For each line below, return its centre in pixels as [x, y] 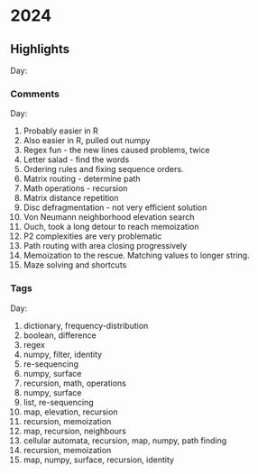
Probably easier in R [60, 131]
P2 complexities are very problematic [92, 236]
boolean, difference [60, 335]
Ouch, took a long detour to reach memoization [111, 227]
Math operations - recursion [75, 188]
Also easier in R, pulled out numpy [87, 141]
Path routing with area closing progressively [105, 246]
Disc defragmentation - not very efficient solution [115, 207]
